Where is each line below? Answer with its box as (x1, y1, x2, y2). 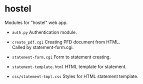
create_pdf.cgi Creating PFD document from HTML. (11, 38, 120, 45)
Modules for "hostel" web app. (4, 19, 68, 25)
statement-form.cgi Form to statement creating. (11, 53, 111, 60)
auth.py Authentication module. (11, 29, 77, 35)
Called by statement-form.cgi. (11, 44, 74, 50)
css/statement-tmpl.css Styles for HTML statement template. (11, 73, 138, 79)
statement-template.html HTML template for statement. (11, 63, 127, 69)
